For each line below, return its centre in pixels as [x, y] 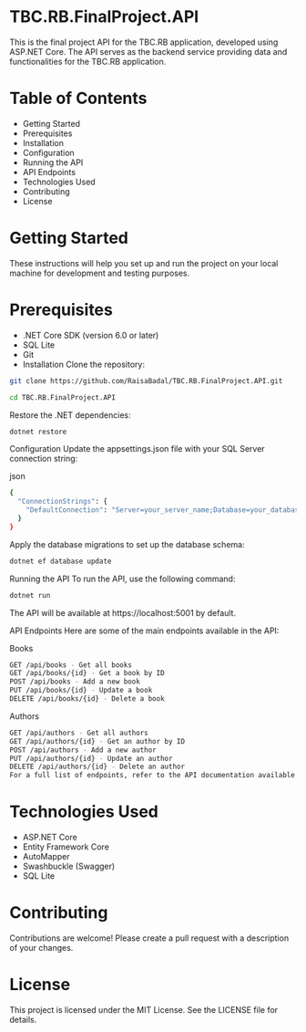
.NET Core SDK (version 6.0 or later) [91, 335]
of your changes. [41, 948]
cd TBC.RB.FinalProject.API [63, 397]
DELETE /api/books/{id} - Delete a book [87, 699]
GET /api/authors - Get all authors [79, 733]
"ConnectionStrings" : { [62, 502]
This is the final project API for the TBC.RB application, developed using [144, 42]
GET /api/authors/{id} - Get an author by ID [97, 741]
